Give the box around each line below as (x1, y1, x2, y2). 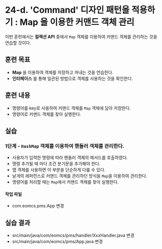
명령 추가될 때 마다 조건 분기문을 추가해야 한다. (12, 161, 101, 166)
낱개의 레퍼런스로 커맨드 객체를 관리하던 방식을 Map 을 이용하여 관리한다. (12, 173, 147, 179)
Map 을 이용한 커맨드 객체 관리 (19, 17, 135, 28)
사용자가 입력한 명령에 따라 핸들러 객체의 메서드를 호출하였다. (12, 155, 128, 161)
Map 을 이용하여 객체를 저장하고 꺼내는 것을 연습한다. (12, 69, 113, 75)
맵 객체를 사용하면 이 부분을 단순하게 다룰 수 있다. (12, 167, 106, 173)
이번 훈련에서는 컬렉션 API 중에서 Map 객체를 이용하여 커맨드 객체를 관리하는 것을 (5, 34, 157, 40)
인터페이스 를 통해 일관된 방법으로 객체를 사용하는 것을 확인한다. (12, 75, 133, 81)
